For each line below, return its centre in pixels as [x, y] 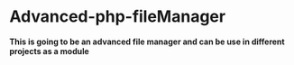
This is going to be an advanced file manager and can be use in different [147, 42]
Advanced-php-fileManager [118, 17]
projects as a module [50, 51]
